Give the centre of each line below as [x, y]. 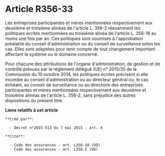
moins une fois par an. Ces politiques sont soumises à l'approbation [74, 39]
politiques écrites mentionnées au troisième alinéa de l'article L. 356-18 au [81, 33]
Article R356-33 [39, 9]
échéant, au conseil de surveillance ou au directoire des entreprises [74, 84]
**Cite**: [15, 136]
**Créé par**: [20, 119]
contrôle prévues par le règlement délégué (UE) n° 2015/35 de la [71, 69]
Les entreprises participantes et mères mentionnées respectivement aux [79, 23]
